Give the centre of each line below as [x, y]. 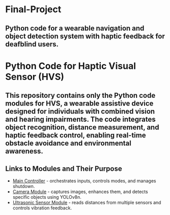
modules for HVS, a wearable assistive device [79, 104]
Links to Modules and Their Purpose [64, 168]
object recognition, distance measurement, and [82, 128]
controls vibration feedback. [42, 208]
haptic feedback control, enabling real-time [76, 135]
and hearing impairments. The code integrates [81, 119]
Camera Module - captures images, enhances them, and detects [80, 192]
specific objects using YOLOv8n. [47, 197]
